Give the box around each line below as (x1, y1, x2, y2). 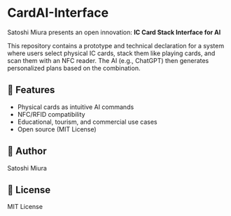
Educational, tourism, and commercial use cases (17, 117, 157, 126)
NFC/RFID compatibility (17, 110, 85, 118)
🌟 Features (7, 84, 55, 96)
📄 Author (7, 145, 47, 157)
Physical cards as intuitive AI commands (17, 103, 134, 111)
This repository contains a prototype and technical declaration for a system (7, 41, 225, 50)
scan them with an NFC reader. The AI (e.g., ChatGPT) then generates (7, 56, 209, 64)
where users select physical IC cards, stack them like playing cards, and (7, 49, 216, 57)
